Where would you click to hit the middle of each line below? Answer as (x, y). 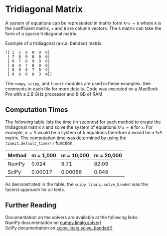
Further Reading (31, 205)
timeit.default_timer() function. (39, 143)
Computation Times (37, 110)
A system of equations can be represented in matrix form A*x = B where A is (83, 23)
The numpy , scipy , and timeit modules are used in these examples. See (78, 83)
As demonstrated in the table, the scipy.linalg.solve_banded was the (77, 184)
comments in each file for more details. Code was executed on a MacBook (82, 89)
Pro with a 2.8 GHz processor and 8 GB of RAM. (54, 94)
